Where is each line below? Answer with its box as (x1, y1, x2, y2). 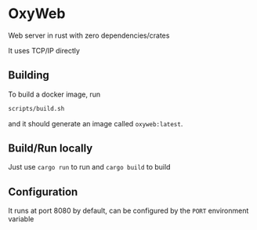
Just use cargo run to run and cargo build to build (8, 162, 171, 172)
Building (8, 68, 49, 82)
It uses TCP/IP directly (8, 46, 81, 55)
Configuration (8, 185, 78, 199)
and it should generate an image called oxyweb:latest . (8, 119, 183, 128)
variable (8, 214, 34, 224)
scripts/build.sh (8, 104, 65, 112)
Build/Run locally (8, 142, 93, 155)
